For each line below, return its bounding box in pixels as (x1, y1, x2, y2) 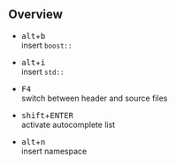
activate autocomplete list (20, 119, 116, 130)
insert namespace (20, 146, 88, 156)
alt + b (20, 30, 46, 41)
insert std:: (20, 66, 65, 77)
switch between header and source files (20, 93, 168, 103)
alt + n (20, 136, 46, 146)
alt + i (20, 56, 46, 67)
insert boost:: (20, 40, 73, 50)
